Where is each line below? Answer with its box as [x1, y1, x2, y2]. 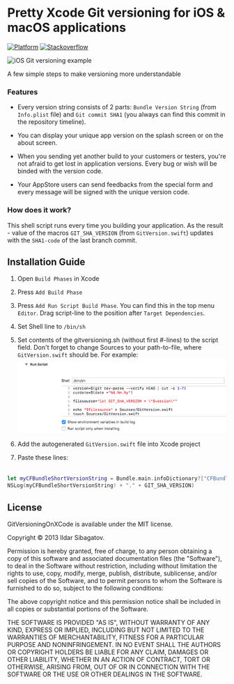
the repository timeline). [17, 118, 86, 126]
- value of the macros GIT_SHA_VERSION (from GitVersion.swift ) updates [7, 228, 214, 237]
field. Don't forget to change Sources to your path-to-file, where [17, 343, 202, 352]
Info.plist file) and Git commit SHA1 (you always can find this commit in [17, 110, 226, 119]
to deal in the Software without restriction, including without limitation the [7, 562, 217, 570]
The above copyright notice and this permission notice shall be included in [7, 598, 221, 606]
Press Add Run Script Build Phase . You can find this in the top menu [17, 302, 214, 310]
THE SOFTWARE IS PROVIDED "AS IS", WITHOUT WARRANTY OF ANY [7, 619, 210, 627]
